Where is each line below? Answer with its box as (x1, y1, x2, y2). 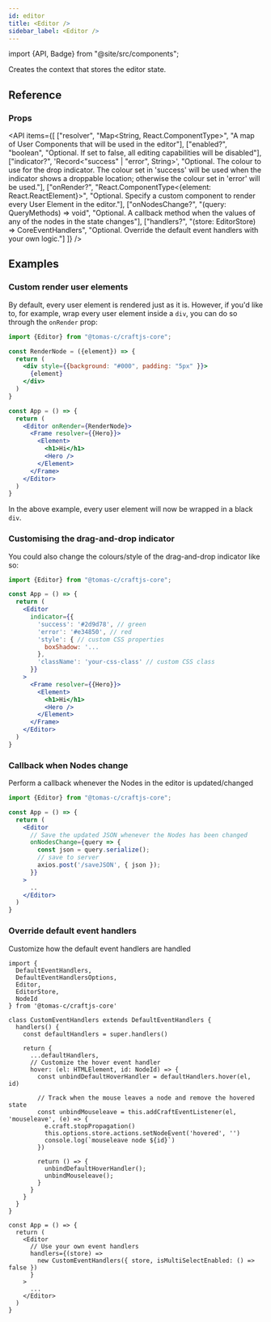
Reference (8, 88, 62, 102)
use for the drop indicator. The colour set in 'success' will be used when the (8, 165, 261, 175)
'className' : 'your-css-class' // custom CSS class (37, 658, 216, 666)
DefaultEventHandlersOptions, (15, 974, 117, 982)
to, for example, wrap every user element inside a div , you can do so (8, 308, 238, 318)
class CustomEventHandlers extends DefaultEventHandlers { (8, 1016, 212, 1024)
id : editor (8, 11, 45, 20)
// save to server (37, 854, 100, 862)
